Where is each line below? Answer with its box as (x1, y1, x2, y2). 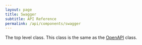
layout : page (5, 7, 32, 12)
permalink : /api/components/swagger (5, 21, 81, 26)
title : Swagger (5, 12, 37, 17)
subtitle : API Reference (5, 16, 57, 21)
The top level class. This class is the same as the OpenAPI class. (5, 35, 138, 41)
